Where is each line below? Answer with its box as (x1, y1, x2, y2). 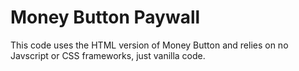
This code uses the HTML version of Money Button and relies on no (10, 39, 289, 51)
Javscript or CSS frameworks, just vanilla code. (10, 49, 206, 61)
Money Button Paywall (10, 6, 201, 29)
